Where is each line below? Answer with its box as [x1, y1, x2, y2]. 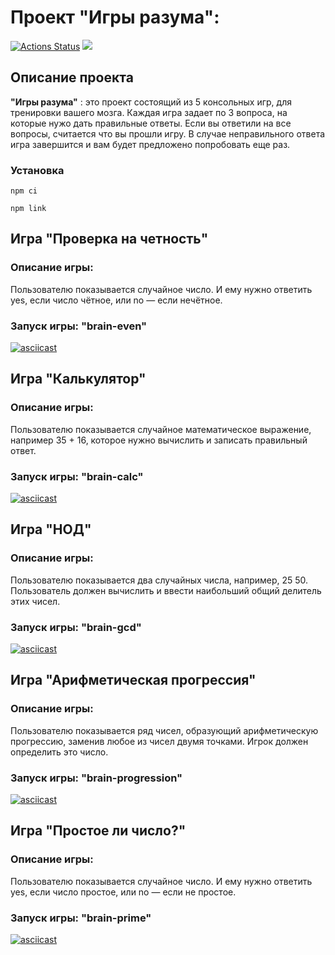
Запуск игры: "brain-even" [10, 319, 148, 333]
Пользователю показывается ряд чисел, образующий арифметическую [10, 724, 319, 736]
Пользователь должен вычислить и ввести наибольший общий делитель [10, 584, 322, 596]
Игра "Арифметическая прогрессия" [10, 672, 257, 689]
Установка [10, 163, 65, 177]
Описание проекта [10, 69, 134, 86]
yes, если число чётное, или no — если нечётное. [10, 294, 223, 306]
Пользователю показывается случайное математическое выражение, [10, 423, 312, 435]
